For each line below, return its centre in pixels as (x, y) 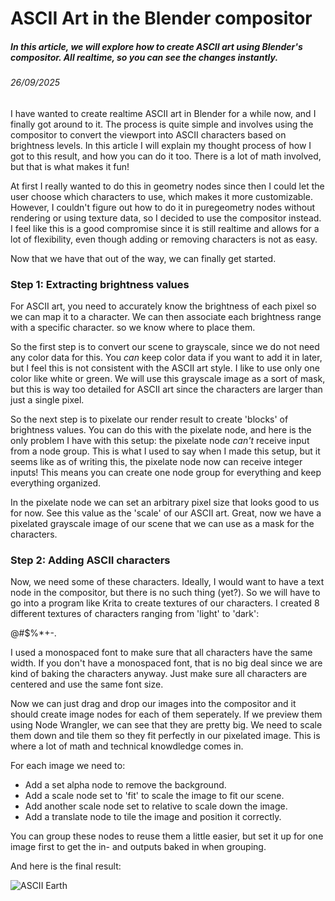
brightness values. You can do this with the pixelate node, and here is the (161, 430)
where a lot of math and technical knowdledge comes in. (127, 746)
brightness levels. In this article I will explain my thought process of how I (161, 145)
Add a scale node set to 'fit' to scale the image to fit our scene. (154, 796)
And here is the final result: (66, 866)
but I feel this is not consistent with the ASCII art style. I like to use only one (165, 368)
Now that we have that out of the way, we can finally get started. (143, 258)
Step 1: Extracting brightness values (100, 284)
